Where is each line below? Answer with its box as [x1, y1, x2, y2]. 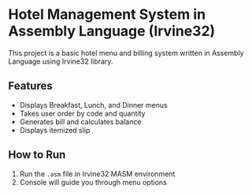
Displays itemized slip [19, 125, 91, 134]
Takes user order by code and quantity [19, 109, 146, 118]
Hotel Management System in [8, 6, 206, 24]
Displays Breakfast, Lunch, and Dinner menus [19, 100, 168, 109]
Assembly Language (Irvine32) [8, 22, 216, 40]
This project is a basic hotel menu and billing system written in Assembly [8, 48, 244, 57]
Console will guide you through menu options [19, 177, 167, 186]
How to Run [8, 148, 66, 162]
